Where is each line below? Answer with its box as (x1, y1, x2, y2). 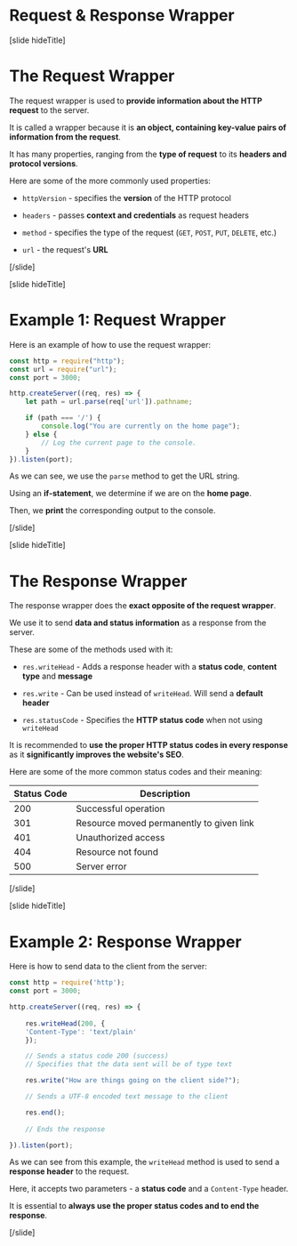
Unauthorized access (76, 832, 165, 844)
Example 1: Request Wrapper (9, 310, 227, 330)
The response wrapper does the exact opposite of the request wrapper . (9, 600, 277, 611)
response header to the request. (9, 1166, 130, 1177)
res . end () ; (25, 1108, 66, 1117)
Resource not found (76, 846, 158, 858)
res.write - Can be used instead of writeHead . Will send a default (21, 688, 264, 699)
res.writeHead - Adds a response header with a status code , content (21, 662, 277, 672)
